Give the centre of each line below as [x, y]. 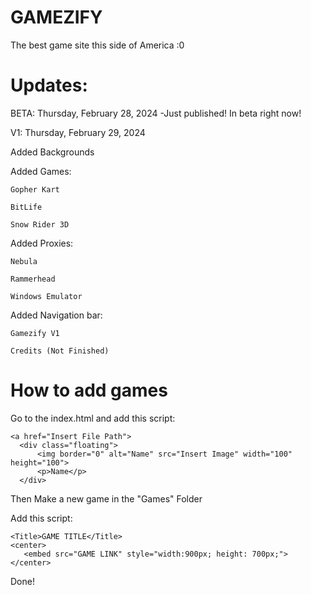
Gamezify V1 [35, 333]
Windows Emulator [46, 296]
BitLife [26, 207]
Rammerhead [33, 279]
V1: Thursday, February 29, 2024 [78, 132]
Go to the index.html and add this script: [93, 418]
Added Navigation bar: [56, 315]
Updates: [49, 85]
